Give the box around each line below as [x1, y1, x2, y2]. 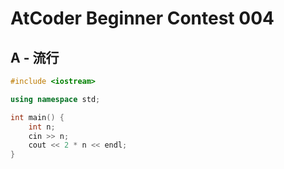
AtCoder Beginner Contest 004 [10, 7, 275, 30]
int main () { [10, 112, 65, 122]
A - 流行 [10, 49, 60, 66]
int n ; [28, 122, 56, 132]
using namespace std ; [10, 94, 101, 104]
